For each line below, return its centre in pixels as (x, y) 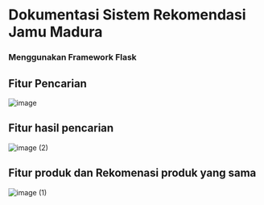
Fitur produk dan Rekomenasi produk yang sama (132, 173)
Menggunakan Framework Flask (72, 57)
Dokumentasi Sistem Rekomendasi (128, 15)
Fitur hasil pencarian (61, 128)
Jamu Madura (56, 32)
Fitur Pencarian (47, 84)
